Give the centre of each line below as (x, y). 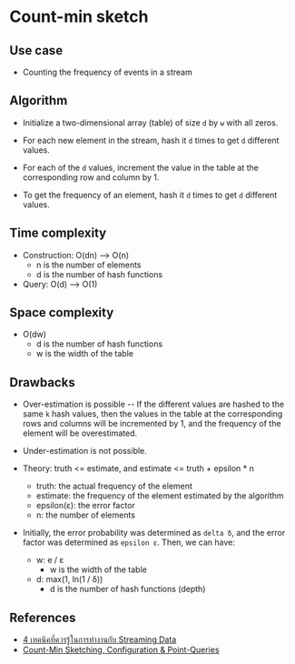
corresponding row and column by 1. (91, 177)
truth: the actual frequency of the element (114, 486)
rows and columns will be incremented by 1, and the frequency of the (152, 424)
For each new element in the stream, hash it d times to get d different (151, 140)
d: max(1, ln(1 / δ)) (69, 579)
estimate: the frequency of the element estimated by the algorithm (160, 496)
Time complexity (58, 233)
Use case (36, 50)
